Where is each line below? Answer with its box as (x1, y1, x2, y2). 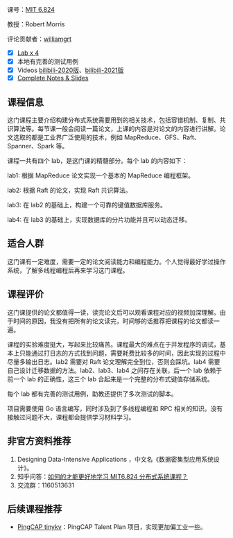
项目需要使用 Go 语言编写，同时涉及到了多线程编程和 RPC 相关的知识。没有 (7, 404, 223, 413)
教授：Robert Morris (7, 20, 65, 28)
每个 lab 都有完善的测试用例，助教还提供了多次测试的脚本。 (7, 390, 178, 398)
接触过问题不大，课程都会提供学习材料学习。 (7, 413, 135, 421)
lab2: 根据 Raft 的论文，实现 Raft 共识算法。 (7, 186, 132, 195)
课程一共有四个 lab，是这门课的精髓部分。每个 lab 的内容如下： (7, 157, 188, 165)
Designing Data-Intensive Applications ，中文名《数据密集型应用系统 (17, 455, 214, 463)
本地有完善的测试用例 (17, 58, 78, 66)
